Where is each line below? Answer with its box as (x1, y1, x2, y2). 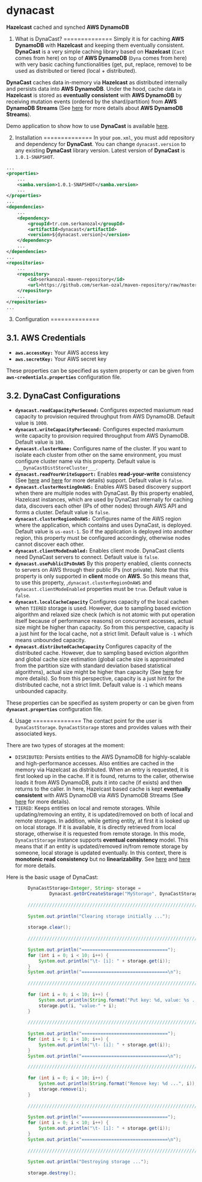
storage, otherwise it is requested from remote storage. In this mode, (14, 830, 186, 838)
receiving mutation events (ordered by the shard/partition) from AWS (6, 97, 177, 105)
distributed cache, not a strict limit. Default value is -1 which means (14, 681, 182, 688)
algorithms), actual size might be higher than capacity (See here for (14, 669, 183, 676)
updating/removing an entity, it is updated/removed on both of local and (14, 811, 194, 818)
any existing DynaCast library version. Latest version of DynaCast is (14, 147, 185, 154)
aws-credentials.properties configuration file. (6, 373, 122, 381)
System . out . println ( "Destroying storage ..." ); (28, 1159, 149, 1165)
